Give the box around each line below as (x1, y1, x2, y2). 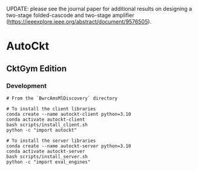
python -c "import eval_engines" (6, 159, 91, 165)
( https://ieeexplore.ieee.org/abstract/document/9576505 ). (6, 18, 152, 25)
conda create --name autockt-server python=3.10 (6, 142, 131, 149)
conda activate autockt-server (6, 148, 85, 154)
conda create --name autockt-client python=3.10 (6, 111, 131, 117)
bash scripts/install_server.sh (6, 153, 88, 159)
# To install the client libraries (6, 106, 96, 112)
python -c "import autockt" (6, 127, 78, 133)
